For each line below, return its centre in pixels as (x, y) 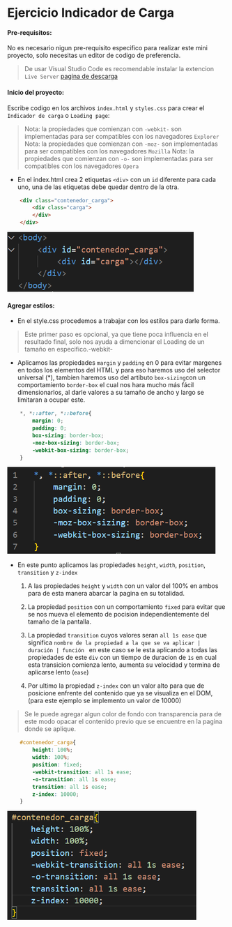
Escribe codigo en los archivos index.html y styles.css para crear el (106, 108)
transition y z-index (47, 573)
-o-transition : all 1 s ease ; (75, 779)
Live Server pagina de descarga (71, 76)
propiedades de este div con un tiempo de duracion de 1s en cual (122, 658)
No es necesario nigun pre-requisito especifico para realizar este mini (107, 48)
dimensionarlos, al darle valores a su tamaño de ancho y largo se (110, 393)
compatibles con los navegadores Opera (82, 166)
